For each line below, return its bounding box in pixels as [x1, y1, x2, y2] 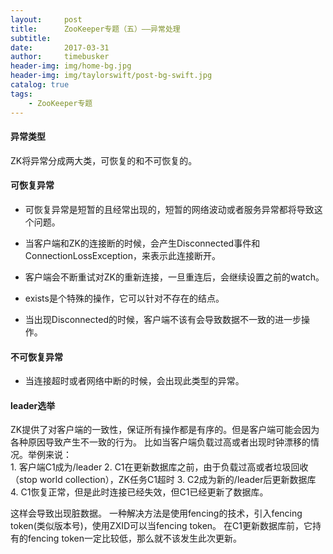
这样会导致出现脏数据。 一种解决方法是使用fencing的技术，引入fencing [10, 507, 303, 520]
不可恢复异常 [10, 351, 63, 363]
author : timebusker [10, 52, 110, 62]
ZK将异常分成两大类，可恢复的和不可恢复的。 [10, 154, 198, 166]
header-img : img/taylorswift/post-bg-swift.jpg [10, 71, 213, 81]
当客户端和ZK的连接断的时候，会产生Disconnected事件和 [24, 237, 261, 249]
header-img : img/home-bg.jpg [10, 61, 132, 71]
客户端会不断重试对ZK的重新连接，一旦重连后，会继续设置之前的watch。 [24, 271, 325, 283]
